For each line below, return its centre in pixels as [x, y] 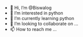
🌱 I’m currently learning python [42, 18]
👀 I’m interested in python [36, 13]
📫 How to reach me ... [33, 29]
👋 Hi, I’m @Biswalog [31, 8]
